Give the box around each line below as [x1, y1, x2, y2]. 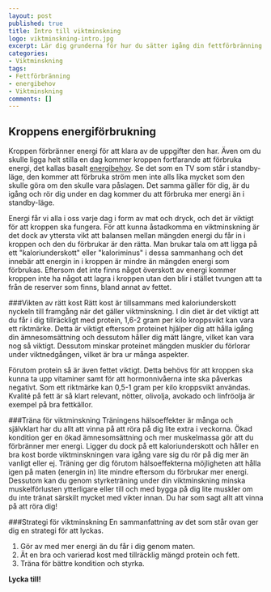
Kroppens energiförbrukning [8, 125, 156, 138]
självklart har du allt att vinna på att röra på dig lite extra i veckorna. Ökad [8, 424, 253, 434]
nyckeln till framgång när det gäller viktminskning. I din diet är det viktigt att [8, 307, 260, 317]
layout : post [8, 11, 53, 20]
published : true [8, 19, 63, 28]
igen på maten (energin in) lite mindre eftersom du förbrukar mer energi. [8, 467, 249, 477]
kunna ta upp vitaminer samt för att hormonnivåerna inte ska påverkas [8, 374, 243, 384]
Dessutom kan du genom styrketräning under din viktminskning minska [8, 475, 246, 486]
